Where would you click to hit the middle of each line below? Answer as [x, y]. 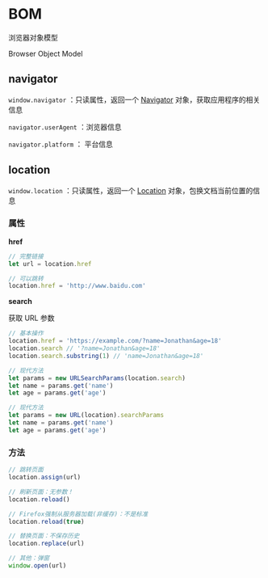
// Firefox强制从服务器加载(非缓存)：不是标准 [78, 514]
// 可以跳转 [26, 278]
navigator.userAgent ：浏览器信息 [65, 127]
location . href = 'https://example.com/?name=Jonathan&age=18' [115, 341]
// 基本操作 [26, 333]
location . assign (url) [45, 478]
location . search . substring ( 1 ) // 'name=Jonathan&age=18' [106, 356]
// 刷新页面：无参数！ [41, 492]
